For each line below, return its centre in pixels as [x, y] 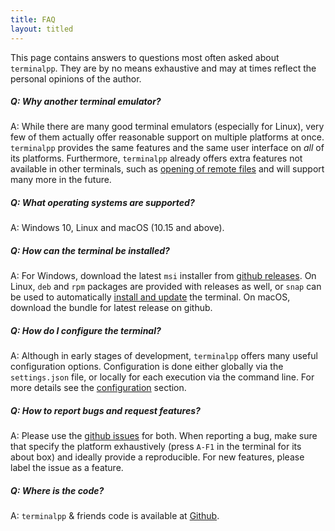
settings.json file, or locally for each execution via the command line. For [162, 377]
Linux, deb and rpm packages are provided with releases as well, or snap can [166, 287]
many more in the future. [61, 180]
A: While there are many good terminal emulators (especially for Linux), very [167, 127]
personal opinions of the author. [76, 78]
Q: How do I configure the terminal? [86, 330]
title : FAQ [33, 19]
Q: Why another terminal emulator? [86, 102]
